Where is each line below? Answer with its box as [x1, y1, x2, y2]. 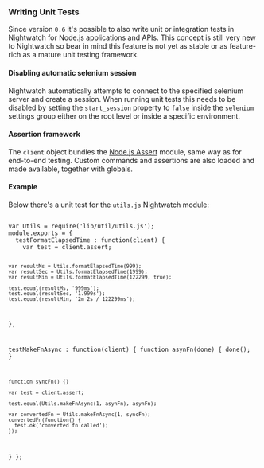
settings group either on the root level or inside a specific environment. [8, 111, 241, 121]
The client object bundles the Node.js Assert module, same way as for [8, 146, 243, 157]
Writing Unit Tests [8, 6, 80, 18]
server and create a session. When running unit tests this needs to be [8, 94, 236, 103]
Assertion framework [8, 130, 81, 139]
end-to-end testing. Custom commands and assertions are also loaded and [8, 155, 254, 165]
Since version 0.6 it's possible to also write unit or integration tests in [8, 25, 235, 34]
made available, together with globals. [8, 164, 134, 174]
